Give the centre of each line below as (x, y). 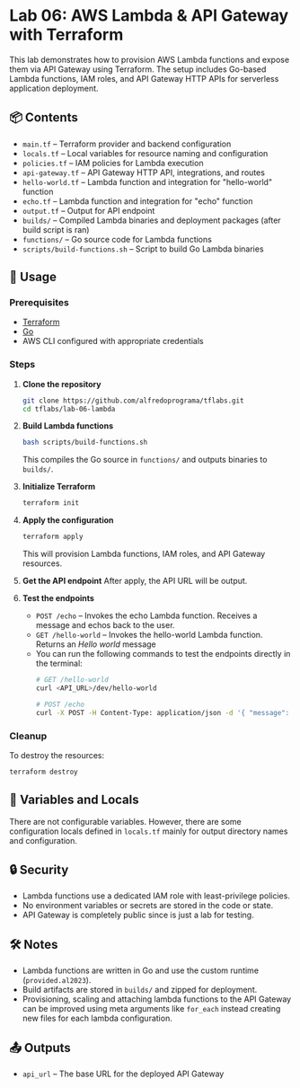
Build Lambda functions (68, 426)
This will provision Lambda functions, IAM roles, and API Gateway (144, 554)
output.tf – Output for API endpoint (88, 210)
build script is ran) (56, 229)
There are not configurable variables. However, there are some (126, 821)
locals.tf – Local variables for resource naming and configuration (145, 153)
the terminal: (59, 663)
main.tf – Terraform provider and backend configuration (127, 144)
